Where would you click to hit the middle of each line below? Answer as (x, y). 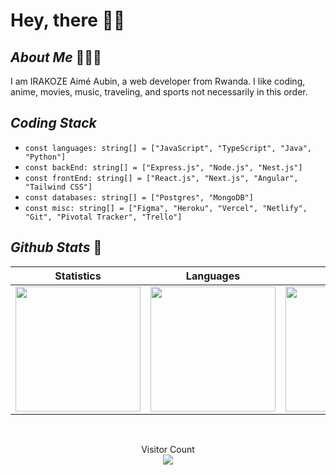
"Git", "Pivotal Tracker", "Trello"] (103, 217)
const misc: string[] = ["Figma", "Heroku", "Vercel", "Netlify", (166, 208)
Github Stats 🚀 (56, 247)
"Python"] (45, 157)
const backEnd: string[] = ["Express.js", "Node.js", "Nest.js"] (163, 167)
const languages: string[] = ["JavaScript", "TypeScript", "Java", (168, 148)
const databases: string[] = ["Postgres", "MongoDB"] (139, 197)
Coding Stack (53, 123)
